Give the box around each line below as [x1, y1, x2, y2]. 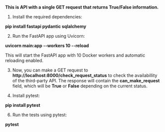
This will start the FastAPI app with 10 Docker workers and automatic [5, 52, 145, 58]
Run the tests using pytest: [12, 112, 67, 118]
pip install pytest [5, 102, 41, 108]
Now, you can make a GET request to [12, 67, 88, 73]
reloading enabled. [5, 58, 44, 64]
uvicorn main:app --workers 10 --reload [5, 43, 89, 49]
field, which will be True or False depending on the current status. [12, 83, 148, 89]
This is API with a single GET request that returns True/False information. [5, 4, 159, 10]
